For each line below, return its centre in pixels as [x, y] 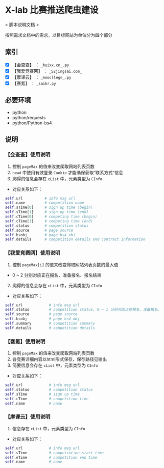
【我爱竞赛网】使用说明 [33, 253]
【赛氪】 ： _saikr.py [34, 83]
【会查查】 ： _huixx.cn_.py [41, 65]
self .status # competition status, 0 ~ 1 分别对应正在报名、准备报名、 [83, 310]
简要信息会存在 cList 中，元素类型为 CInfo [55, 365]
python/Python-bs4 [32, 123]
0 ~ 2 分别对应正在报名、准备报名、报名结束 [57, 275]
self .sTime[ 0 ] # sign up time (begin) [49, 207]
